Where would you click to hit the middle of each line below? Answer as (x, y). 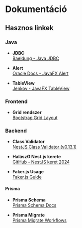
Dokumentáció (36, 9)
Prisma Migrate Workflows (40, 220)
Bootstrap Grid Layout (35, 118)
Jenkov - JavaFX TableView (41, 88)
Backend (16, 131)
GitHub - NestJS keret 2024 (41, 162)
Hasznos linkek (29, 28)
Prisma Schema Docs (34, 205)
